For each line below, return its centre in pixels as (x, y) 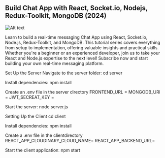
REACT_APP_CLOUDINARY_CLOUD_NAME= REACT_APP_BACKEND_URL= (80, 140)
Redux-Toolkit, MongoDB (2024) (56, 16)
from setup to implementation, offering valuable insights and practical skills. (82, 47)
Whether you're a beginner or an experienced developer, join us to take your (82, 53)
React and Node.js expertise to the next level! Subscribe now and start (77, 58)
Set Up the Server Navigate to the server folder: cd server (64, 73)
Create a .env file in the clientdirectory (44, 135)
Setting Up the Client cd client (35, 116)
